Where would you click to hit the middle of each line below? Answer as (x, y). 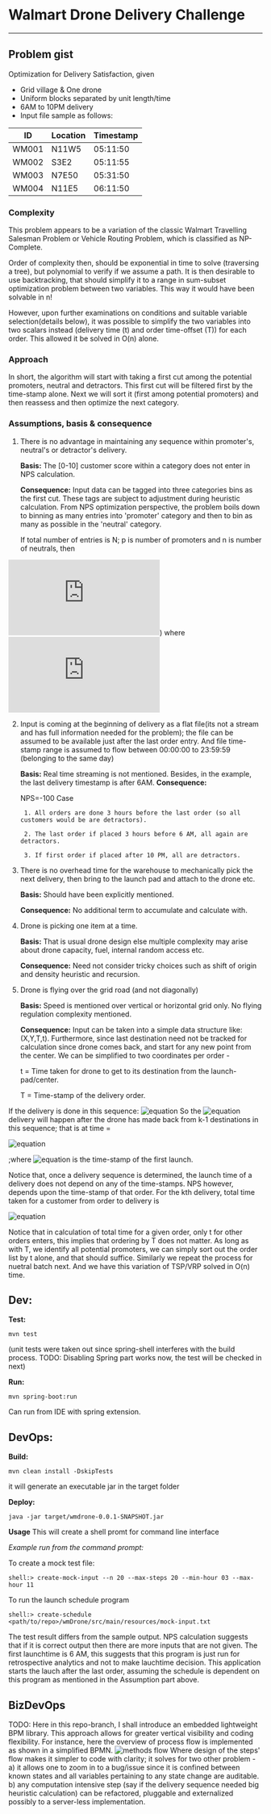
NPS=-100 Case (47, 798)
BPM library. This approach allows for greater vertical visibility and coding (131, 1733)
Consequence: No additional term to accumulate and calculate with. (133, 910)
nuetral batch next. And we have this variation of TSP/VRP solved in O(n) (129, 1266)
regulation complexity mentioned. (75, 1014)
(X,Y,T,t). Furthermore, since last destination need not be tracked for (133, 1038)
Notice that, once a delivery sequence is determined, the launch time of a (130, 1175)
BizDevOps (37, 1705)
